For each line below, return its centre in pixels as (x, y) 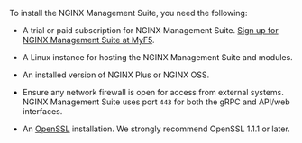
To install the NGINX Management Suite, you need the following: (128, 13)
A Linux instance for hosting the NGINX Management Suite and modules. (157, 57)
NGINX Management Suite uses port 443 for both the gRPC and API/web (156, 102)
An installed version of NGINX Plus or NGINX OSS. (116, 75)
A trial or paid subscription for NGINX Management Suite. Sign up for (151, 30)
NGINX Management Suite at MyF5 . (88, 40)
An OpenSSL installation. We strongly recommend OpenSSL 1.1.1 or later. (156, 129)
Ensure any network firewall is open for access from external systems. (153, 92)
